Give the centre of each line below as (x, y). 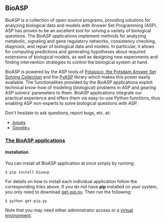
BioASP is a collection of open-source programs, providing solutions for (78, 20)
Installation (17, 152)
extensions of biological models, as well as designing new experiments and (82, 57)
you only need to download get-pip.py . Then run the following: (68, 192)
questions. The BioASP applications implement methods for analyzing (76, 36)
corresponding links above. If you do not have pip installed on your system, (82, 186)
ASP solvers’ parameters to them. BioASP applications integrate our (74, 92)
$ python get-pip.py (26, 201)
